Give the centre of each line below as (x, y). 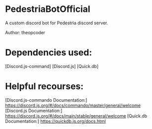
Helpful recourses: (44, 87)
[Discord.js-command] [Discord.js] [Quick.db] (52, 66)
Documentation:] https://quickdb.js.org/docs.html (55, 121)
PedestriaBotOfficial (48, 9)
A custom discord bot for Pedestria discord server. (57, 23)
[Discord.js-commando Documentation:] (46, 100)
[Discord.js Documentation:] (34, 111)
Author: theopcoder (25, 32)
